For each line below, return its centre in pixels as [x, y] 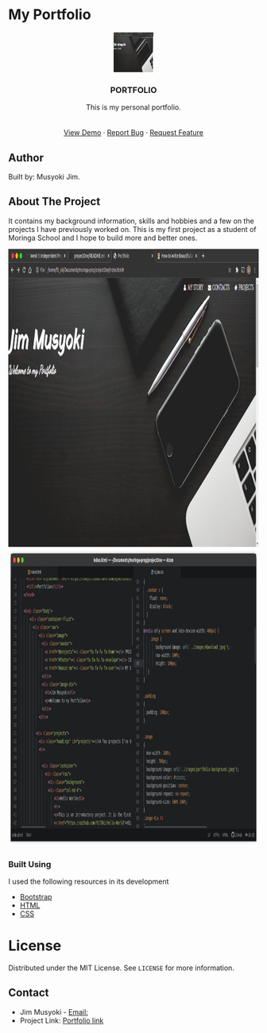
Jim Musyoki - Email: [54, 1012]
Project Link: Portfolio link [62, 1020]
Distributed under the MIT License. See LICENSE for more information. [121, 968]
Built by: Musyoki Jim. [44, 177]
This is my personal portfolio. [133, 107]
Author [26, 158]
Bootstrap [36, 897]
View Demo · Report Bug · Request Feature [133, 133]
